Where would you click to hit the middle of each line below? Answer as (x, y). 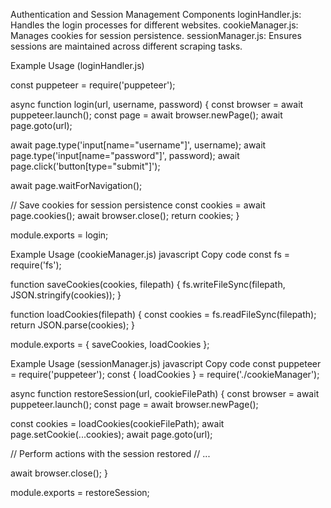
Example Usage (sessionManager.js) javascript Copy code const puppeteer (166, 363)
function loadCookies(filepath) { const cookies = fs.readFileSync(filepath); (163, 314)
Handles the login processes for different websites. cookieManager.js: (154, 25)
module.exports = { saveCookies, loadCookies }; (110, 344)
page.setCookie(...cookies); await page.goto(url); (111, 434)
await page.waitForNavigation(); (76, 185)
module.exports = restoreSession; (80, 492)
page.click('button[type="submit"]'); (85, 166)
